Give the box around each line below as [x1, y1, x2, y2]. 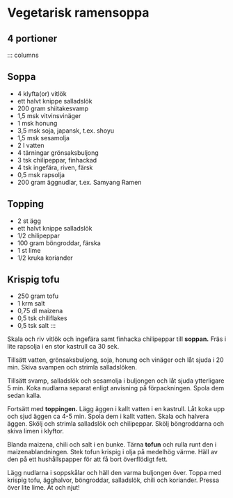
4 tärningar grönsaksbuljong [17, 148, 99, 157]
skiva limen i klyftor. [7, 427, 64, 435]
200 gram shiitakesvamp [17, 104, 89, 113]
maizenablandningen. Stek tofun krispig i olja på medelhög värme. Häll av [7, 448, 218, 456]
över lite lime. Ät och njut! [7, 483, 80, 492]
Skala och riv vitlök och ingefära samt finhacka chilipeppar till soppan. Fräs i [7, 335, 227, 343]
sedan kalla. [7, 391, 42, 400]
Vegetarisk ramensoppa [7, 5, 150, 21]
